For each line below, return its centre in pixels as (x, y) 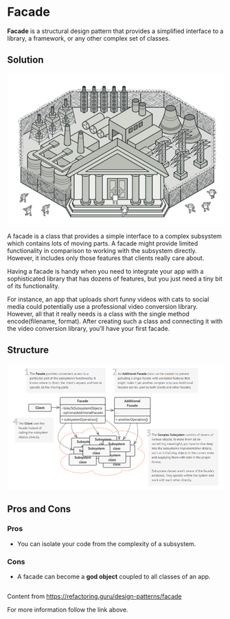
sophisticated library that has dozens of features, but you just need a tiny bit (115, 279)
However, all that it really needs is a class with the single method (99, 314)
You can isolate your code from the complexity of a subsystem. (106, 543)
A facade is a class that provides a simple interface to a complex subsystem (114, 236)
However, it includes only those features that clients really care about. (106, 258)
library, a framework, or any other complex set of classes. (89, 38)
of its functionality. (33, 286)
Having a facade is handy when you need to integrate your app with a (105, 272)
